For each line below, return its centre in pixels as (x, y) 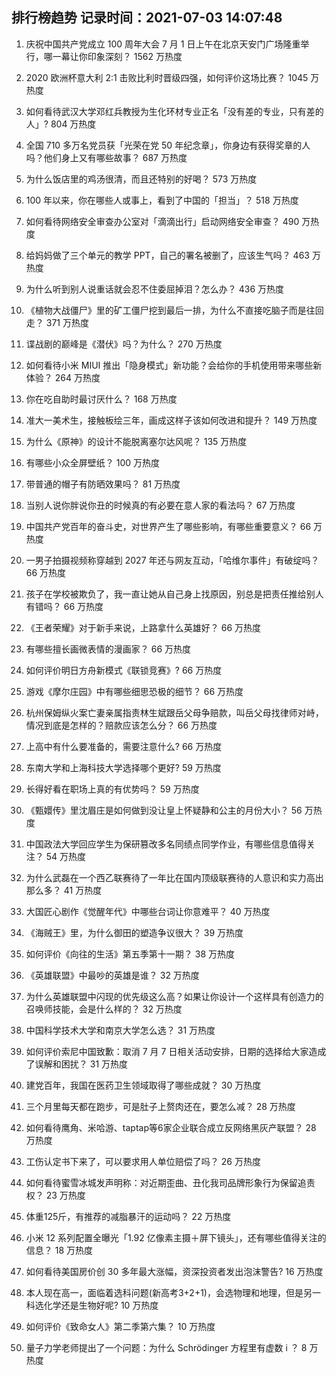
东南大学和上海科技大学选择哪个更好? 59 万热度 (123, 767)
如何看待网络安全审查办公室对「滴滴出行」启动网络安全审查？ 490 (162, 221)
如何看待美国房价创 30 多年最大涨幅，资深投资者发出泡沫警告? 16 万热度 (174, 1271)
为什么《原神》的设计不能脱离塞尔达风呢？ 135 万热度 (136, 441)
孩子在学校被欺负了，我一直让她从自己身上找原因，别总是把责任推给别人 (174, 594)
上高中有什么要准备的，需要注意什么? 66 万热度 (124, 746)
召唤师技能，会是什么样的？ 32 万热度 (104, 1009)
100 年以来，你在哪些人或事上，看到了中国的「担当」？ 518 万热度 (162, 200)
